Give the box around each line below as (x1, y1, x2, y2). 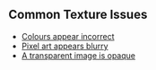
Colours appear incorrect (21, 31, 115, 41)
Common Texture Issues (8, 7, 148, 22)
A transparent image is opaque (21, 49, 136, 61)
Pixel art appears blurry (21, 40, 108, 51)
